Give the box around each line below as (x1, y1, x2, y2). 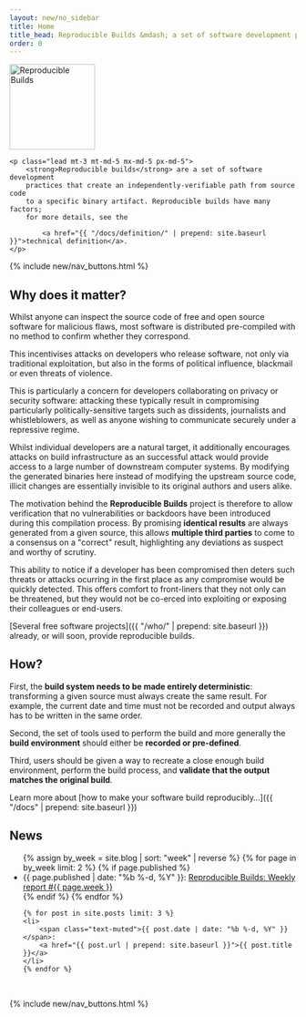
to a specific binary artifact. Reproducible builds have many (25, 197, 271, 206)
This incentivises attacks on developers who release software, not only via (9, 348, 290, 360)
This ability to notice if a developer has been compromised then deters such (9, 564, 296, 575)
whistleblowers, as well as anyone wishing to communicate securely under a (9, 415, 297, 426)
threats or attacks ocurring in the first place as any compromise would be (9, 574, 285, 585)
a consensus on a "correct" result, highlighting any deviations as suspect (9, 537, 284, 548)
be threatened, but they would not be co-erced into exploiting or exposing (9, 593, 287, 604)
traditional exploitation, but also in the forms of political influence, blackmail (9, 358, 293, 369)
